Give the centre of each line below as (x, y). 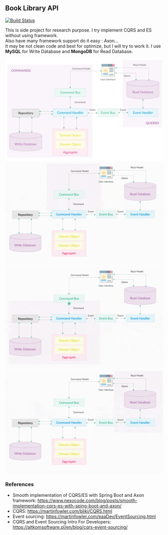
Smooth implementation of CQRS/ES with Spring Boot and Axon (78, 495)
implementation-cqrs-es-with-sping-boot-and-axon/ (67, 505)
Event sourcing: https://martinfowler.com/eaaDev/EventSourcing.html (84, 516)
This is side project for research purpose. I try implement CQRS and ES (78, 30)
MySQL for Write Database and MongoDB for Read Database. (69, 51)
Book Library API (32, 8)
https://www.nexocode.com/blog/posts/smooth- (88, 500)
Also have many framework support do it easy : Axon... (62, 41)
